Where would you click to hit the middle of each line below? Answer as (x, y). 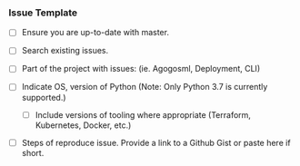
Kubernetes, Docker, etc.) (83, 125)
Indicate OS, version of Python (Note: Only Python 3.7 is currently (145, 87)
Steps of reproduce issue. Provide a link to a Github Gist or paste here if (156, 142)
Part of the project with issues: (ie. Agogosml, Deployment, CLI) (141, 69)
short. (33, 152)
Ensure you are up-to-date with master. (95, 33)
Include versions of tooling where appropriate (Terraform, (143, 114)
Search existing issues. (65, 51)
